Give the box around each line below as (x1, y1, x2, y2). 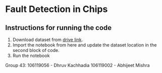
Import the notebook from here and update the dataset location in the (12, 42, 157, 48)
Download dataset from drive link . (12, 36, 83, 42)
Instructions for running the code (5, 23, 112, 32)
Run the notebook (12, 52, 50, 58)
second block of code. (12, 47, 60, 53)
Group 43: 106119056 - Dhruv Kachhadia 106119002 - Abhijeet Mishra (5, 62, 150, 68)
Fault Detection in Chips (5, 3, 108, 15)
